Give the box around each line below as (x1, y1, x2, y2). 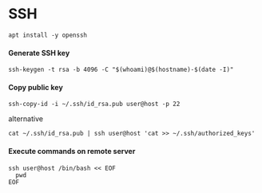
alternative (8, 114, 44, 124)
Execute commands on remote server (8, 146, 136, 156)
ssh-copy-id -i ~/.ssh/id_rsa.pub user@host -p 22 (8, 100, 181, 108)
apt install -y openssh (8, 31, 88, 39)
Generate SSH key (8, 48, 70, 57)
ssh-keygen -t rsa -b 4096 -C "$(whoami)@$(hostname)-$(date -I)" (8, 65, 234, 74)
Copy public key (8, 82, 64, 92)
